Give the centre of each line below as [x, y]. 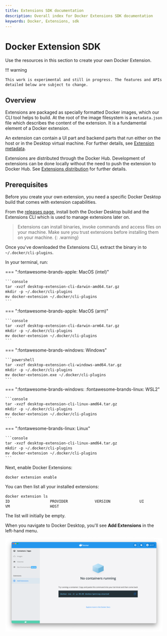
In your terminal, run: [27, 262]
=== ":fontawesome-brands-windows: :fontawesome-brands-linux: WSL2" [82, 389]
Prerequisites [26, 185]
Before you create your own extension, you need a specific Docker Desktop [83, 197]
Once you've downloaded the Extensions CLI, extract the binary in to [76, 247]
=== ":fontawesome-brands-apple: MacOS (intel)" [57, 272]
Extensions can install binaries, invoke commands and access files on [89, 227]
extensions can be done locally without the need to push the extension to [81, 164]
